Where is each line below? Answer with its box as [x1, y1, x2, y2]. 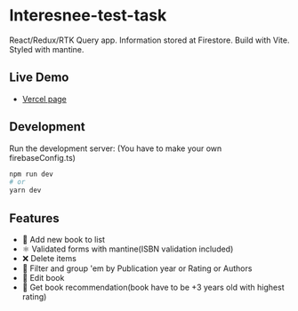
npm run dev [9, 170, 53, 179]
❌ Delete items [21, 253, 77, 263]
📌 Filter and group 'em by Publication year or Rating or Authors [21, 263, 253, 274]
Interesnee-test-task [9, 5, 167, 26]
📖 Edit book [21, 273, 65, 283]
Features [9, 211, 60, 226]
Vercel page [21, 93, 67, 104]
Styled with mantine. [9, 44, 85, 54]
